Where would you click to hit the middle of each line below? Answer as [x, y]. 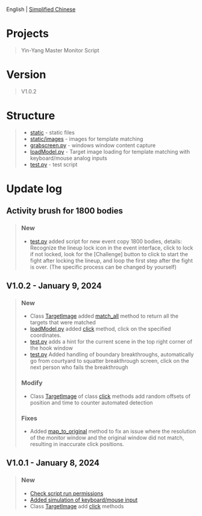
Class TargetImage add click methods [77, 506]
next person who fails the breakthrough [79, 367]
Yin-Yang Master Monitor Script [60, 50]
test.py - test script [54, 164]
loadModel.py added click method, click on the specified [100, 329]
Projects [28, 34]
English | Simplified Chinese [41, 9]
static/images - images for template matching [87, 139]
